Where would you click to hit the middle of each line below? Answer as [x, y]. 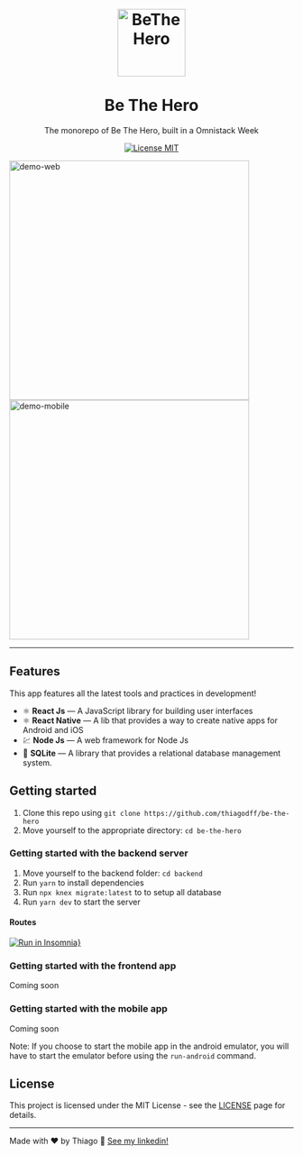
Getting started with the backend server [99, 853]
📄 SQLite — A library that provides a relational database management [151, 753]
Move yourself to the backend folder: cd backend [112, 873]
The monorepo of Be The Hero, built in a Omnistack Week [151, 130]
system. [37, 762]
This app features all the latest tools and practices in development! [133, 693]
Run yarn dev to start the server [82, 902]
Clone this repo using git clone [82, 812]
